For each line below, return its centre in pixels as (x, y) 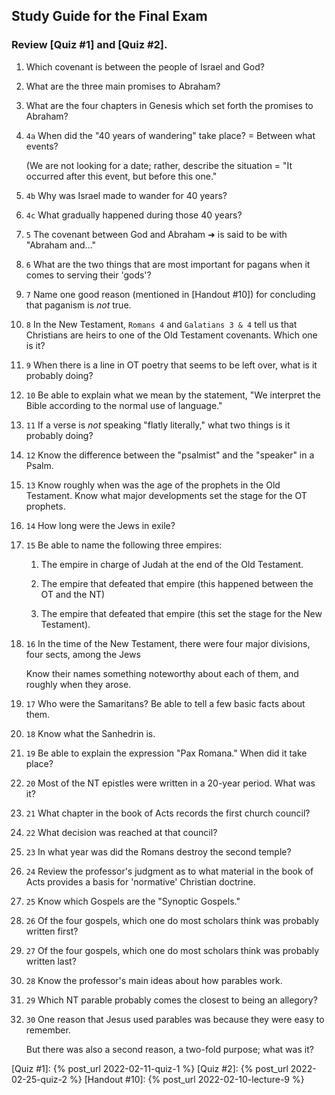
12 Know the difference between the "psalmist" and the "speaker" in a (170, 455)
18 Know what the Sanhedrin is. (90, 733)
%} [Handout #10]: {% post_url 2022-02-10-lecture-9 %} (187, 1079)
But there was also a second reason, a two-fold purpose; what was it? (169, 1049)
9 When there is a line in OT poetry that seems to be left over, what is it (171, 365)
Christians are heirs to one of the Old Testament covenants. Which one (171, 335)
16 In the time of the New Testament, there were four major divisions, (168, 643)
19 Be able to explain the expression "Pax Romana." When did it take (166, 753)
